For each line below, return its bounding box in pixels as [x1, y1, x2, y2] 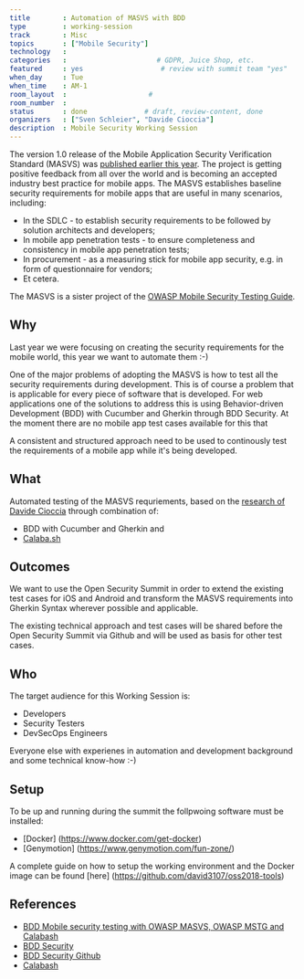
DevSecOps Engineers [22, 728, 108, 739]
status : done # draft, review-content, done [9, 107, 263, 116]
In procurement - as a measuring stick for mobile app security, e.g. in [22, 254, 284, 265]
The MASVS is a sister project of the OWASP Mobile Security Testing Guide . [9, 291, 296, 301]
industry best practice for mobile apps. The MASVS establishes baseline [9, 178, 282, 188]
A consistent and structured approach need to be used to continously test [9, 435, 288, 446]
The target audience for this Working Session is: [9, 690, 191, 701]
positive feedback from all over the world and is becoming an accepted [9, 168, 278, 179]
